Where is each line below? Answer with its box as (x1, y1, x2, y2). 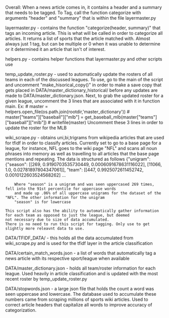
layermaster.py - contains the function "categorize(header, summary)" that (5, 25, 161, 31)
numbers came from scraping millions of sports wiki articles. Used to (5, 296, 148, 302)
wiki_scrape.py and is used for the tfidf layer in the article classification (5, 240, 153, 246)
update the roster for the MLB (5, 125, 67, 131)
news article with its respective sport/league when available (5, 255, 130, 261)
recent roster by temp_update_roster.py (5, 276, 87, 282)
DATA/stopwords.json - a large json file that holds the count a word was (5, 286, 154, 292)
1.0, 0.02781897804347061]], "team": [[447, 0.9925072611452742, (5, 167, 144, 173)
